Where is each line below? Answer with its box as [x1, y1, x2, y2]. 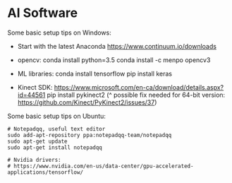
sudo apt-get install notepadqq [7, 143, 102, 151]
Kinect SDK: [17, 83, 53, 91]
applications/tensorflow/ [7, 168, 83, 176]
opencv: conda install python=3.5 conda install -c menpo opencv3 [17, 55, 211, 64]
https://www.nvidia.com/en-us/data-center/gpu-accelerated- [13, 163, 194, 170]
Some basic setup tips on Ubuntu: [7, 112, 106, 120]
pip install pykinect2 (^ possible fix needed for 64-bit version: [47, 90, 226, 99]
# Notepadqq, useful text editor [7, 125, 106, 132]
